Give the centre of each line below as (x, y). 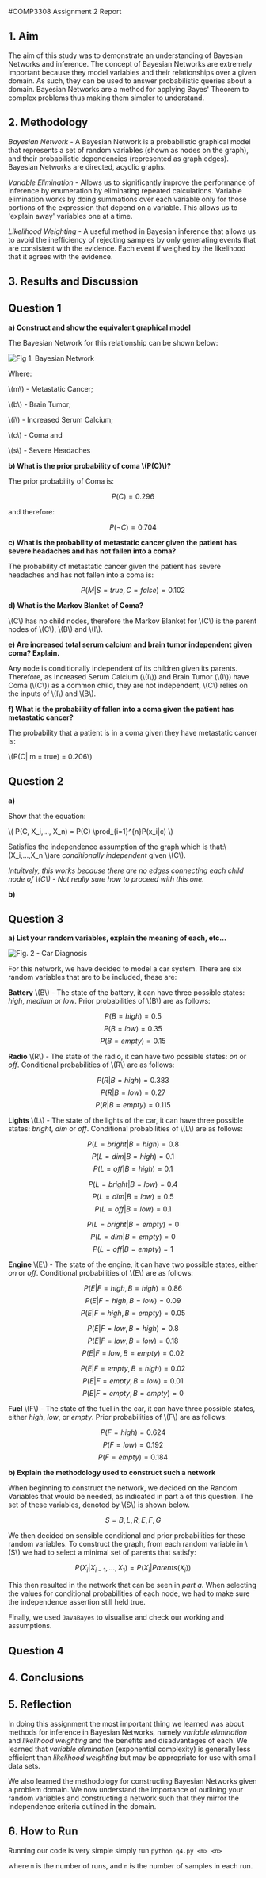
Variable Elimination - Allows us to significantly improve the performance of (132, 182)
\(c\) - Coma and (36, 434)
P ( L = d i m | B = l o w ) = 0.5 (133, 1197)
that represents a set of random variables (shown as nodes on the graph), (129, 150)
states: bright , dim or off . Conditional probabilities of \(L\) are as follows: (126, 1129)
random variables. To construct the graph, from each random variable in (126, 1544)
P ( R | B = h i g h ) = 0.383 (133, 1081)
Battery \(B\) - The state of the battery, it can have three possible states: (127, 993)
